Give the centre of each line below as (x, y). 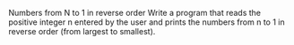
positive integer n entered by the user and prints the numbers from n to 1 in (147, 22)
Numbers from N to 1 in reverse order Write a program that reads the (135, 13)
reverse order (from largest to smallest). (82, 31)
